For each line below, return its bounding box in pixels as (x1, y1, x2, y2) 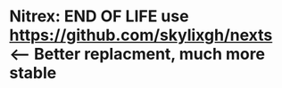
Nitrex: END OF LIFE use (9, 6, 189, 27)
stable (9, 63, 57, 84)
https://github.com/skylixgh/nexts (9, 25, 273, 45)
